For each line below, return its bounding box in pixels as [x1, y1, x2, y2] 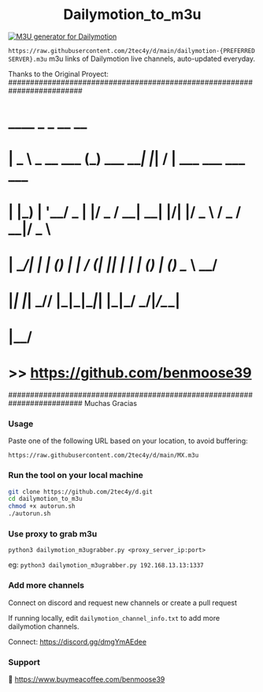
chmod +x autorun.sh [8, 502, 76, 510]
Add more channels [8, 580, 85, 591]
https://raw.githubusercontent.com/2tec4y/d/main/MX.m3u [8, 452, 199, 460]
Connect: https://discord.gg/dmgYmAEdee [8, 637, 147, 646]
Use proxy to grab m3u [8, 528, 98, 540]
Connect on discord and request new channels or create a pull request [8, 598, 238, 607]
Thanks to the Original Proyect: [8, 69, 109, 78]
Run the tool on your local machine [8, 470, 144, 481]
